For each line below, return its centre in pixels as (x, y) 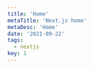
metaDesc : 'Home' (33, 27)
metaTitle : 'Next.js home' (47, 21)
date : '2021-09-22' (36, 34)
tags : (15, 40)
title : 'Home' (28, 14)
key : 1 (17, 54)
